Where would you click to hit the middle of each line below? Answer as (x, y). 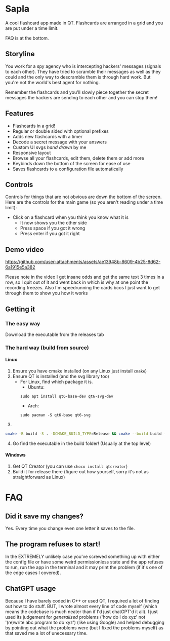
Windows (15, 455)
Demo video (25, 250)
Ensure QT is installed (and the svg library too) (61, 376)
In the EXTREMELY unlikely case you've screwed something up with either (83, 556)
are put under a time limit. (32, 28)
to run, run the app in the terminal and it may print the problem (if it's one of (84, 567)
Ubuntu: (36, 387)
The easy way (23, 323)
